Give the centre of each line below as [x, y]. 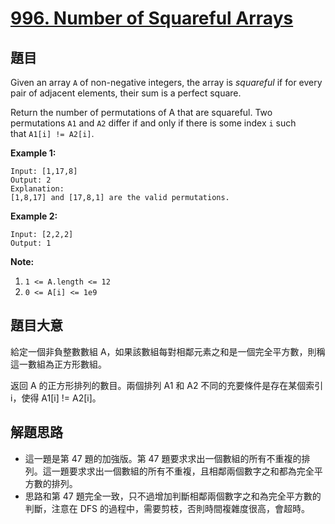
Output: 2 [31, 180]
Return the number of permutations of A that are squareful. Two [141, 112]
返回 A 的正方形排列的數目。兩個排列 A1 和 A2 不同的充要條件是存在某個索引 [167, 385]
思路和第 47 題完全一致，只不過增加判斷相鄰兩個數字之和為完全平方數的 [173, 496]
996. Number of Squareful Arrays [152, 18]
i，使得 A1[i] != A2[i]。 [56, 398]
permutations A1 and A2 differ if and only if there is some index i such [153, 123]
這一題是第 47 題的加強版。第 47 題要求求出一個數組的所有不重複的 [163, 458]
